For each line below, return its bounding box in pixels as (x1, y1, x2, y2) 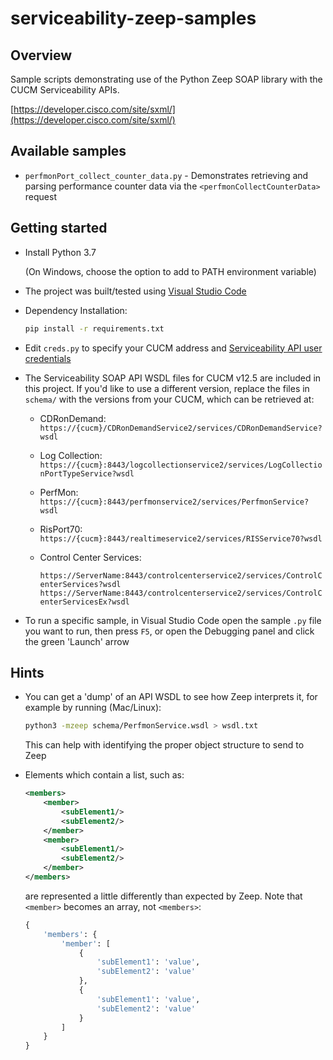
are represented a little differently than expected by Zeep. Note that (24, 890, 303, 902)
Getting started (10, 220, 108, 237)
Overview (10, 47, 73, 64)
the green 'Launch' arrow (24, 635, 130, 647)
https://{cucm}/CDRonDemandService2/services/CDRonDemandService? (39, 423, 323, 433)
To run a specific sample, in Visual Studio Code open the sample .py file (24, 614, 322, 626)
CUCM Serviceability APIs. (10, 84, 120, 96)
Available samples (10, 143, 127, 160)
